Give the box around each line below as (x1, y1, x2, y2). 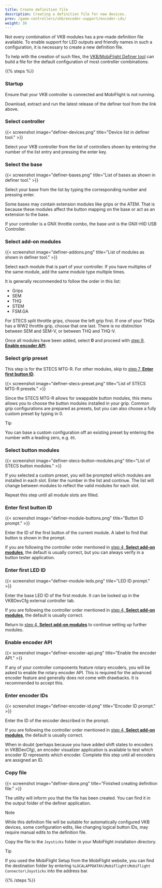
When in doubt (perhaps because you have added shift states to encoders (5, 742, 153, 748)
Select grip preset (5, 355, 48, 362)
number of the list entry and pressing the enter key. (5, 149, 107, 154)
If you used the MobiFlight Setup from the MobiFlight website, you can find (5, 857, 154, 863)
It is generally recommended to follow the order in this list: (5, 278, 121, 284)
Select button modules (5, 446, 59, 453)
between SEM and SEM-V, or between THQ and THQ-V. (5, 328, 116, 334)
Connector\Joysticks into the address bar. (5, 868, 88, 873)
